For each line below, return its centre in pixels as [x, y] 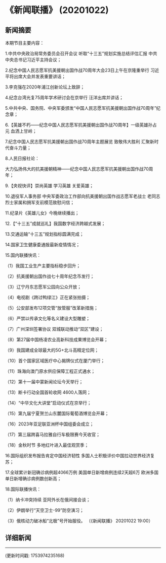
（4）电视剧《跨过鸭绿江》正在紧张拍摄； [48, 297]
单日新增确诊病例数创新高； [33, 479]
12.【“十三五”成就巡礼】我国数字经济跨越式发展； [55, 223]
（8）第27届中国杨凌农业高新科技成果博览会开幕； [57, 340]
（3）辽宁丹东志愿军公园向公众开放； [43, 287]
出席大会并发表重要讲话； [40, 76]
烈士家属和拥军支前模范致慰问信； [40, 202]
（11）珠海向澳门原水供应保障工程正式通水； [50, 371]
